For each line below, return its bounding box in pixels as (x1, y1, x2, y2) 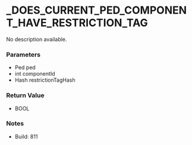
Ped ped (14, 64, 36, 71)
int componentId (14, 70, 55, 78)
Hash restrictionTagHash (14, 76, 75, 83)
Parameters (6, 50, 40, 59)
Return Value (6, 91, 45, 99)
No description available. (6, 36, 67, 43)
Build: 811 (14, 133, 38, 140)
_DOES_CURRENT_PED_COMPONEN (6, 4, 187, 17)
